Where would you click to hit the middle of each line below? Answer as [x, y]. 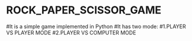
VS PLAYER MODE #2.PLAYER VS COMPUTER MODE [71, 32]
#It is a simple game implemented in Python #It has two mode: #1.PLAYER [96, 26]
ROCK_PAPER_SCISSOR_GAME [84, 10]
